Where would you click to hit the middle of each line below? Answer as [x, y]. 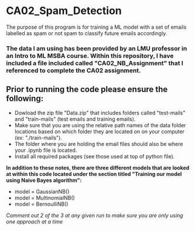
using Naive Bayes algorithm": [44, 180]
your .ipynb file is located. [46, 150]
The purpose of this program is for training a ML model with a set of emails [96, 27]
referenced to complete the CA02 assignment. [73, 70]
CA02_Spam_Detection [64, 11]
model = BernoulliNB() [41, 204]
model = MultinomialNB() [45, 198]
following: [25, 99]
